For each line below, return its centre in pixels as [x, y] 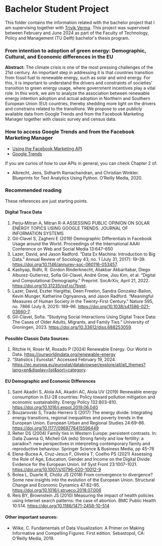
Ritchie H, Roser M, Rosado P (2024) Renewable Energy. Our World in [82, 349]
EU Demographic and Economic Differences [51, 381]
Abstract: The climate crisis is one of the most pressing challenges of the [79, 67]
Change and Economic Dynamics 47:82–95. [56, 485]
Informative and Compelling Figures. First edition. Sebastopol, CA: [79, 533]
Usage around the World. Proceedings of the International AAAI [76, 244]
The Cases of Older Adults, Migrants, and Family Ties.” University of [81, 322]
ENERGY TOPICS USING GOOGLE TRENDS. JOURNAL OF [70, 228]
